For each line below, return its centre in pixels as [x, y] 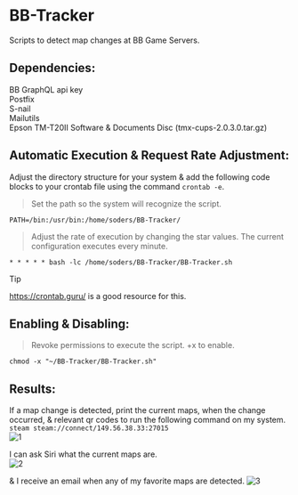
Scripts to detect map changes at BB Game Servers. [105, 40]
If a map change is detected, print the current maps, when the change [137, 410]
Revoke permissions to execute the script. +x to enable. [133, 345]
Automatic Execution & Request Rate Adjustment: [149, 155]
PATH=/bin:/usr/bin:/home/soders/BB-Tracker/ [95, 220]
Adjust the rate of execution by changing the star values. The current [157, 236]
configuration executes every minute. [99, 246]
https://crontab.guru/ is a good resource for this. [98, 296]
